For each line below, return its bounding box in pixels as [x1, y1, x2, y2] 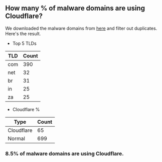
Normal [8, 135, 25, 142]
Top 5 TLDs [12, 40, 37, 46]
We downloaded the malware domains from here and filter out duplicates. [5, 25, 157, 31]
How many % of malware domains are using [5, 4, 145, 13]
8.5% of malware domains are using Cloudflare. [5, 150, 124, 157]
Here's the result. [5, 30, 41, 37]
